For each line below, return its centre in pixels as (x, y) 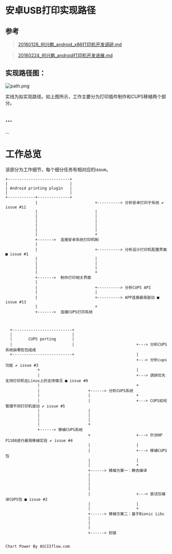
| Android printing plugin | (39, 188)
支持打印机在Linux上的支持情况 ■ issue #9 (47, 381)
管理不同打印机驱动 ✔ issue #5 (35, 406)
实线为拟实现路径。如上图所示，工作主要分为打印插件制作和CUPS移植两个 (83, 96)
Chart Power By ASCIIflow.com (38, 546)
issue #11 (16, 207)
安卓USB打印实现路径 (51, 11)
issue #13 (16, 302)
